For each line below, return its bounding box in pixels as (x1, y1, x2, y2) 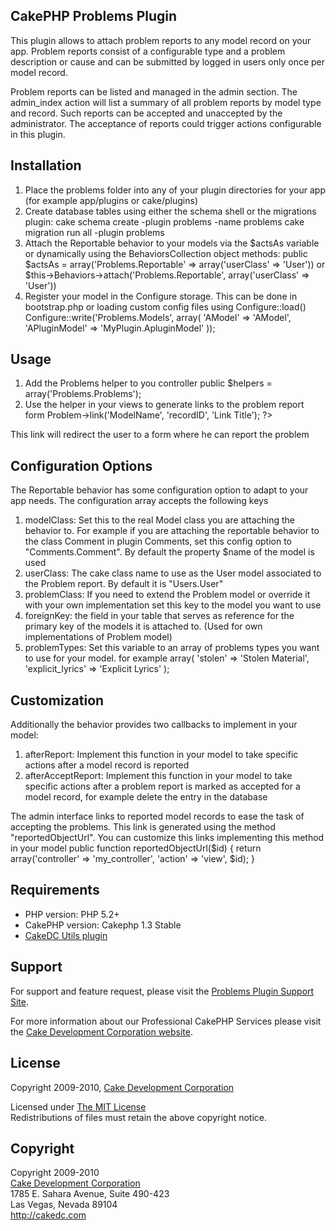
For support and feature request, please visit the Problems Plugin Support (10, 985, 315, 997)
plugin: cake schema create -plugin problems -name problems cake (24, 215, 305, 228)
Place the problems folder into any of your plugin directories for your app (24, 184, 326, 196)
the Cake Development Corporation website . (10, 1025, 194, 1038)
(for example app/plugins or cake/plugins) (24, 194, 198, 206)
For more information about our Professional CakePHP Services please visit (10, 1015, 322, 1027)
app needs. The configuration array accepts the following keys (10, 495, 269, 507)
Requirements (10, 882, 100, 899)
